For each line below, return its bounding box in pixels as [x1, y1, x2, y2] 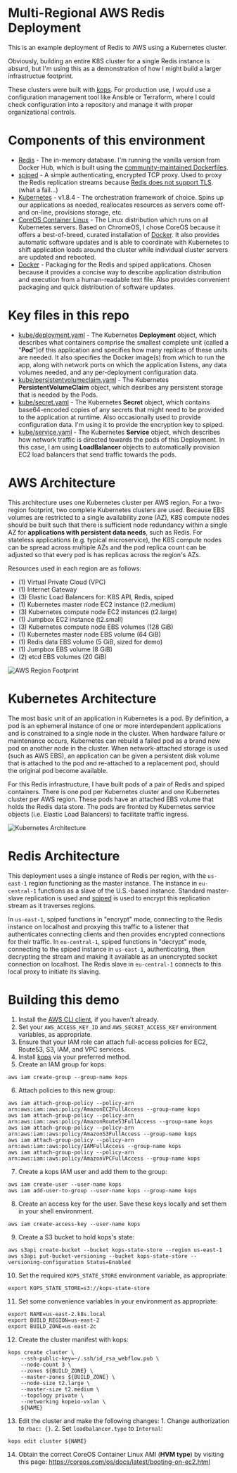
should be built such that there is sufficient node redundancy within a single [8, 521, 228, 529]
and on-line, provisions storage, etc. [18, 208, 124, 216]
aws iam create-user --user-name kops [8, 1180, 122, 1188]
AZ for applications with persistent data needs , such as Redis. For [8, 528, 203, 536]
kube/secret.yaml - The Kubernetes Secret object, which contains [18, 397, 210, 406]
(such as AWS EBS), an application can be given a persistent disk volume [8, 751, 220, 760]
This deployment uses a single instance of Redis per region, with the [8, 871, 207, 880]
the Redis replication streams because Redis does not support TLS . [18, 178, 214, 186]
